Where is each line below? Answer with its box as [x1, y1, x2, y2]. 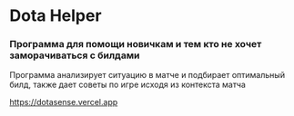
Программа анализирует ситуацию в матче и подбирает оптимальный [9, 70, 285, 81]
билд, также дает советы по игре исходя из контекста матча [9, 79, 246, 91]
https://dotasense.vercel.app [9, 97, 118, 108]
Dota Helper [9, 5, 102, 26]
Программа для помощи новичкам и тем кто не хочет [9, 38, 262, 51]
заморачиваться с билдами [9, 49, 140, 62]
